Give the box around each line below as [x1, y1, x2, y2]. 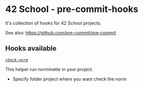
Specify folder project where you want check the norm [12, 76, 127, 82]
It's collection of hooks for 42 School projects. [5, 20, 102, 26]
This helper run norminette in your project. [5, 66, 93, 72]
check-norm [5, 57, 28, 62]
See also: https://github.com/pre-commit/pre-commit [5, 29, 116, 35]
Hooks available [5, 44, 57, 53]
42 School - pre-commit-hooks [5, 3, 138, 15]
